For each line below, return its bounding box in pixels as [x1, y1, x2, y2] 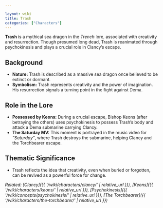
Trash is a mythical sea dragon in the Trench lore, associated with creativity [5, 34, 157, 40]
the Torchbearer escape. [12, 140, 62, 146]
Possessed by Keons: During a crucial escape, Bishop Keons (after [12, 114, 147, 120]
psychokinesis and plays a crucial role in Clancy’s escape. [5, 44, 122, 50]
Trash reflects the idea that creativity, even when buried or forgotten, [12, 167, 151, 173]
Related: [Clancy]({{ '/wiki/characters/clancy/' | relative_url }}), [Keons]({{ [5, 182, 153, 187]
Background [5, 58, 43, 66]
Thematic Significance [5, 154, 75, 163]
